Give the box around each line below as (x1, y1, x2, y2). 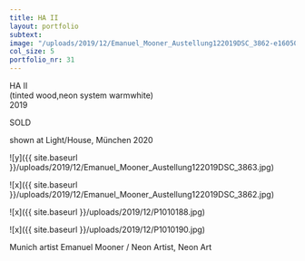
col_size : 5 (9, 47, 54, 56)
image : (9, 38, 34, 48)
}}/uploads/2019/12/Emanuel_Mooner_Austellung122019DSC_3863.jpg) (9, 162, 275, 172)
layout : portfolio (9, 22, 79, 31)
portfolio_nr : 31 (9, 55, 75, 64)
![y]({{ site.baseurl (9, 152, 78, 163)
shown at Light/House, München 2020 (9, 135, 153, 145)
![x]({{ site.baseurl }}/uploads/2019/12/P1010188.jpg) (9, 207, 206, 217)
